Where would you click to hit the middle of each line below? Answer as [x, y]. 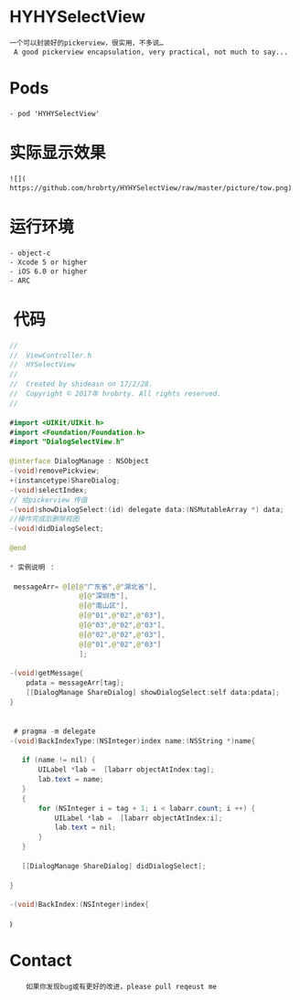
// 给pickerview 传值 [48, 500]
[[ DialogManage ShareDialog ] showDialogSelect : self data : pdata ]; [153, 693]
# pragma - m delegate [54, 731]
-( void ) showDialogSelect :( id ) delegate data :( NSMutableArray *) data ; [147, 509]
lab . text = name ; [71, 780]
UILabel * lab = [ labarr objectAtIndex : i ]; [139, 818]
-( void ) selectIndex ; [49, 490]
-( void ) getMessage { [47, 674]
